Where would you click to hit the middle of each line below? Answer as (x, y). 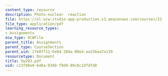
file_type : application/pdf (34, 24)
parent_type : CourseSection (34, 47)
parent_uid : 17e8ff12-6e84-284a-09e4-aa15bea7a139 (59, 51)
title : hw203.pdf (23, 61)
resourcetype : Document (30, 56)
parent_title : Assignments (33, 42)
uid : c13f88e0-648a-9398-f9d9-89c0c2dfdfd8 (51, 65)
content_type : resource (30, 10)
